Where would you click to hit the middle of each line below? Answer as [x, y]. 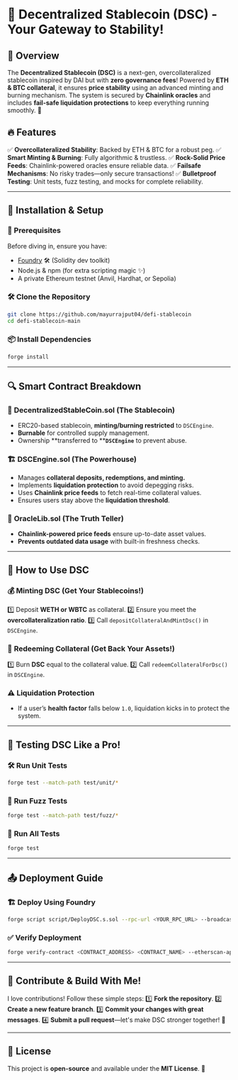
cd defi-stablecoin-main [44, 321]
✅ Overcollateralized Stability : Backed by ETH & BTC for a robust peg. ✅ [114, 149]
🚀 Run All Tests [34, 834]
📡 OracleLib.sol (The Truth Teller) [66, 518]
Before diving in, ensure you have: [57, 246]
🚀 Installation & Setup [56, 211]
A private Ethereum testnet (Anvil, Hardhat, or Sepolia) [97, 278]
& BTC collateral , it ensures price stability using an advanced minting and [115, 87]
